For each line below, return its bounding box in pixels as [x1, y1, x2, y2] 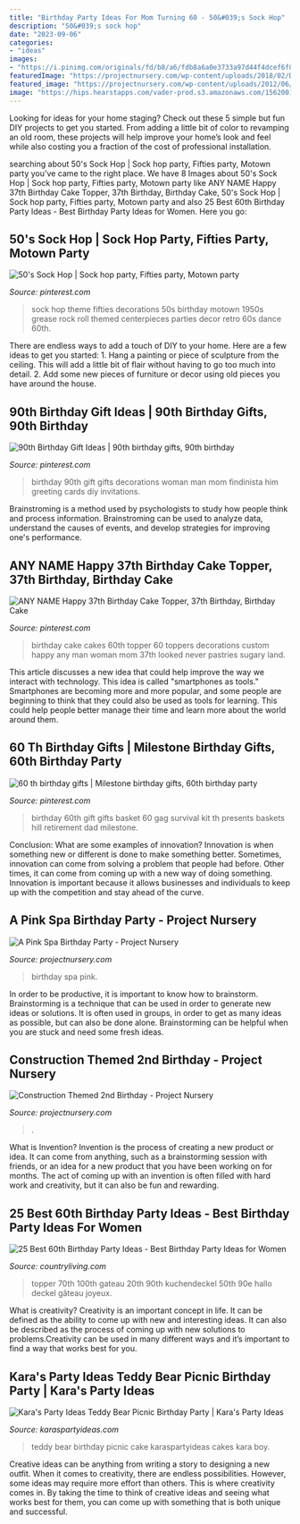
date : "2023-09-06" [9, 30, 82, 38]
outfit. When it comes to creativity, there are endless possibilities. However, [9, 1469, 287, 1478]
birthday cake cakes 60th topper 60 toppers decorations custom [30, 639, 270, 650]
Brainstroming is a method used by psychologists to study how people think [9, 504, 288, 514]
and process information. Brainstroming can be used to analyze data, [9, 513, 263, 524]
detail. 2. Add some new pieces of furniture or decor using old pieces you [9, 368, 280, 380]
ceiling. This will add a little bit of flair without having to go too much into [9, 360, 276, 370]
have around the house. [9, 378, 96, 389]
